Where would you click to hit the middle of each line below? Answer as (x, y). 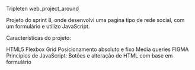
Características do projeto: (39, 38)
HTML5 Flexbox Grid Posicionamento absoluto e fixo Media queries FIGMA (97, 49)
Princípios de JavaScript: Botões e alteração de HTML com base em (89, 55)
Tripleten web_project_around (42, 9)
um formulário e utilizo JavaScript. (48, 26)
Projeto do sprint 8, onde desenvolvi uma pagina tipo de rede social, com (95, 20)
